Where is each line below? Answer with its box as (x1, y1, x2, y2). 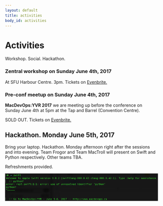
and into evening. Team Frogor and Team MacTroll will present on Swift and (5, 149, 156, 155)
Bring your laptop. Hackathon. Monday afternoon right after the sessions (5, 144, 150, 150)
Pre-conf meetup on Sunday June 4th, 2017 (5, 91, 110, 98)
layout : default (5, 8, 38, 13)
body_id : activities (5, 18, 47, 23)
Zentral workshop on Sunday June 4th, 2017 (5, 68, 112, 75)
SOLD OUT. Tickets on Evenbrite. (5, 117, 72, 123)
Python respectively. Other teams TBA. (5, 154, 83, 160)
